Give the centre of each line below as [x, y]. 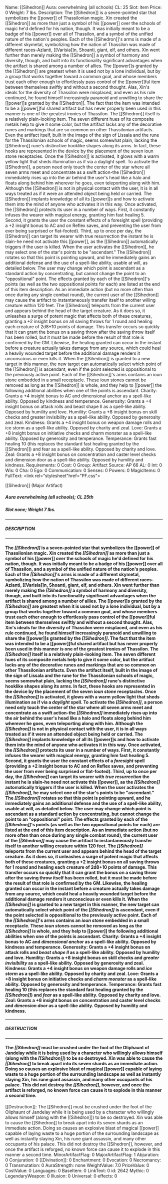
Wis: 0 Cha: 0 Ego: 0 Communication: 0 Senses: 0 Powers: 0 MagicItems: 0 [83, 470]
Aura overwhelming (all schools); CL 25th [49, 497]
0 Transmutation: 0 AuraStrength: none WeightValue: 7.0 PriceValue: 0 [77, 1165]
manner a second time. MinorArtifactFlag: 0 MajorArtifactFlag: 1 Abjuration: [82, 1154]
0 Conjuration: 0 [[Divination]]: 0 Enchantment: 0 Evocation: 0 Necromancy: [83, 1160]
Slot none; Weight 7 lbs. [30, 509]
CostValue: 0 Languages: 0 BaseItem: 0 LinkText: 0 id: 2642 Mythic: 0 [77, 1170]
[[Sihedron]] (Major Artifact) [34, 485]
